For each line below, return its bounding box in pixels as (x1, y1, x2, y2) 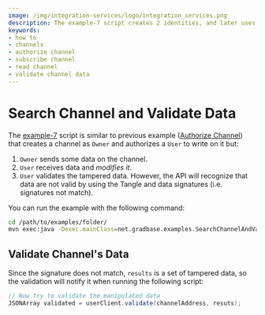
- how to (8, 33, 37, 42)
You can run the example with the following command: (8, 203, 185, 212)
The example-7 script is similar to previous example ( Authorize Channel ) (8, 130, 243, 140)
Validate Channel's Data (8, 247, 129, 261)
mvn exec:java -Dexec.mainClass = (8, 226, 118, 234)
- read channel (8, 63, 58, 71)
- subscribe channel (8, 56, 77, 64)
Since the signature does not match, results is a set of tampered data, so (8, 268, 247, 278)
